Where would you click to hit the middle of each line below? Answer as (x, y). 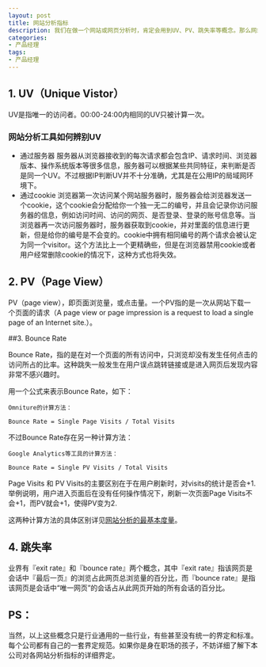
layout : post (30, 15)
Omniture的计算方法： (40, 408)
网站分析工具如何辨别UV (55, 137)
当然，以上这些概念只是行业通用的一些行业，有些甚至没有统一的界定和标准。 (133, 635)
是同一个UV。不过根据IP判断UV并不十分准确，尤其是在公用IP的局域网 (133, 175)
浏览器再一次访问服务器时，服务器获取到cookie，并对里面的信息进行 (131, 225)
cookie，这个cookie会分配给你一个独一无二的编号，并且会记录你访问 (139, 205)
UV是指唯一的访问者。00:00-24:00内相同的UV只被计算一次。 (108, 114)
